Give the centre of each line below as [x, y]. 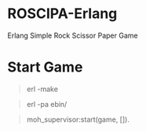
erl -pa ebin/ [47, 104]
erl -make [42, 89]
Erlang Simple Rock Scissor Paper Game [73, 35]
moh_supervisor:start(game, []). [78, 119]
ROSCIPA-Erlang [62, 14]
